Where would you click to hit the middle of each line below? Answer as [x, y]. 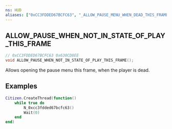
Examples [21, 86]
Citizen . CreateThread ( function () [41, 98]
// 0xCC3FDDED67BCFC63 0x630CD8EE [42, 56]
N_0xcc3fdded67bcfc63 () [49, 108]
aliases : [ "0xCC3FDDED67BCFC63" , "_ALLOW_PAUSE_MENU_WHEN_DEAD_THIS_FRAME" [88, 15]
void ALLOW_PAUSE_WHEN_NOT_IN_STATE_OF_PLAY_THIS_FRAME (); [70, 60]
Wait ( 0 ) [32, 113]
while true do [29, 103]
